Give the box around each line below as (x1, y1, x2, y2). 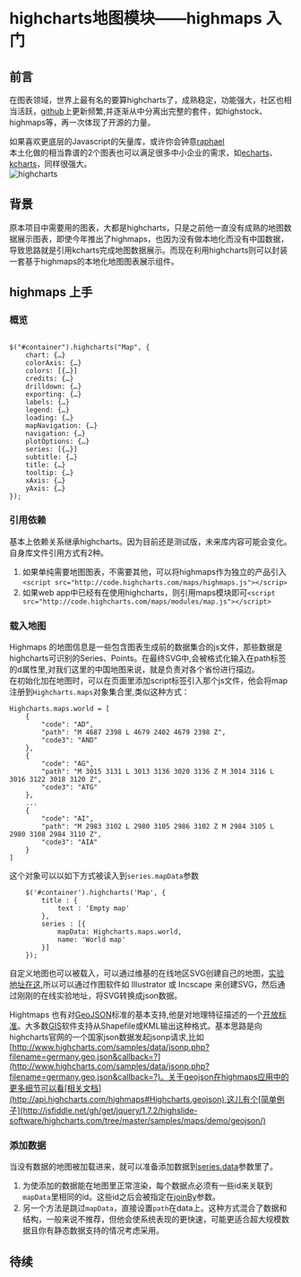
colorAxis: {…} (25, 358, 82, 368)
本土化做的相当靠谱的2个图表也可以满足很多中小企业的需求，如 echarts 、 (9, 147, 278, 158)
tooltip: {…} (25, 468, 74, 477)
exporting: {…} (25, 389, 82, 399)
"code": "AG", (41, 760, 94, 769)
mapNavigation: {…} (25, 421, 99, 430)
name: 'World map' (56, 935, 126, 944)
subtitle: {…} (25, 452, 78, 462)
